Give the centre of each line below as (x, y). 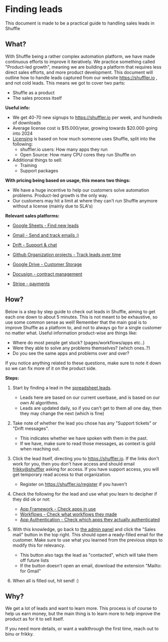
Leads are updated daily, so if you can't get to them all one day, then (91, 408)
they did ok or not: (31, 499)
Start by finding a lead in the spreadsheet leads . (62, 387)
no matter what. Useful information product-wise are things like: (71, 333)
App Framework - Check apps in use (58, 509)
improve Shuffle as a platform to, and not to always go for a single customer (83, 327)
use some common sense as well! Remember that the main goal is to (76, 322)
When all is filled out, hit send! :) (46, 580)
